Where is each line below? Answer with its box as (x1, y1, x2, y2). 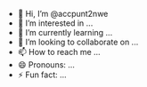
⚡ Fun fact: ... (17, 69, 67, 80)
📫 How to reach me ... (17, 47, 101, 57)
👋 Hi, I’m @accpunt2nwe (17, 9, 109, 19)
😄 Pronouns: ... (17, 59, 76, 70)
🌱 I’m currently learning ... (17, 28, 113, 37)
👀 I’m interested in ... (17, 18, 94, 28)
